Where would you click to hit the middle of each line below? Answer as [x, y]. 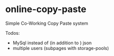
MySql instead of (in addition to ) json [52, 43]
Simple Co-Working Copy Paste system [47, 23]
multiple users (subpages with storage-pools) [61, 48]
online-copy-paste [46, 9]
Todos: [13, 33]
